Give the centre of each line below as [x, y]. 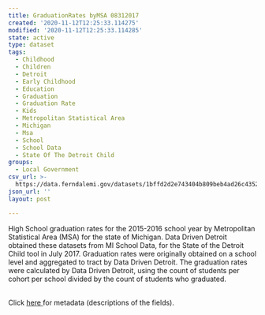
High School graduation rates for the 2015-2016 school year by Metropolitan [132, 228]
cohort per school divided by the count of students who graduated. [118, 279]
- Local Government [47, 170]
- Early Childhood [46, 81]
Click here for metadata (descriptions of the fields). [91, 302]
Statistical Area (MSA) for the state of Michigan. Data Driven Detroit [118, 237]
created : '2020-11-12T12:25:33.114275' [74, 23]
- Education [35, 89]
